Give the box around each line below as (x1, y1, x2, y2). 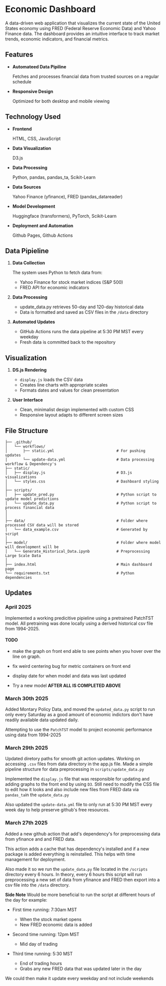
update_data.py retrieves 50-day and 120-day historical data (19, 304, 144, 310)
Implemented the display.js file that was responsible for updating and (5, 776, 150, 782)
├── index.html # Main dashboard (5, 562, 153, 567)
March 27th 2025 (5, 819, 48, 826)
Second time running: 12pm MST (12, 931, 80, 937)
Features (5, 50, 33, 59)
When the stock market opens (19, 916, 82, 922)
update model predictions (5, 496, 59, 501)
